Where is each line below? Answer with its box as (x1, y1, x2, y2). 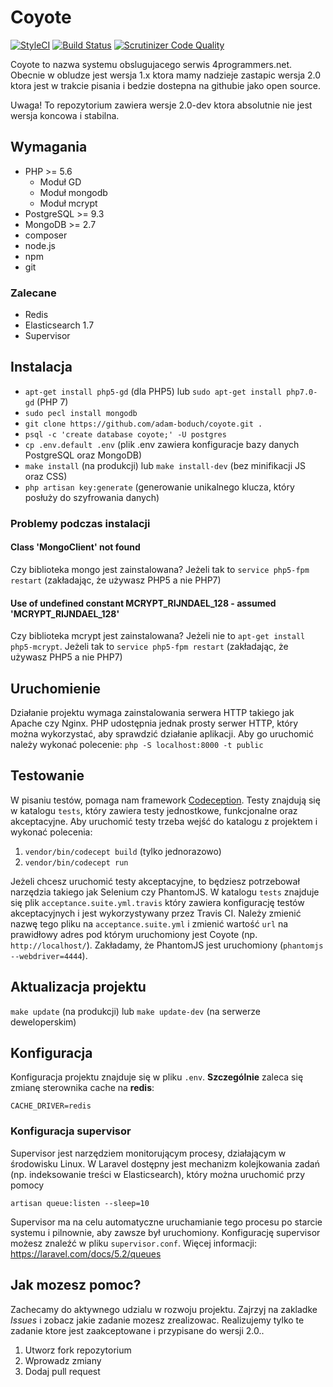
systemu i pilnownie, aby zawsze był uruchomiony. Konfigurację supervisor (10, 1226, 321, 1238)
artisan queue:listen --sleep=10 (10, 1198, 150, 1208)
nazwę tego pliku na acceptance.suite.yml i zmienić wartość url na (10, 917, 289, 930)
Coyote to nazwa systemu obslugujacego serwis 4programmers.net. (10, 58, 293, 70)
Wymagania (10, 139, 88, 156)
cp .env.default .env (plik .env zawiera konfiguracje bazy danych (24, 438, 300, 450)
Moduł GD (39, 176, 82, 188)
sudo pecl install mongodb (24, 408, 138, 418)
